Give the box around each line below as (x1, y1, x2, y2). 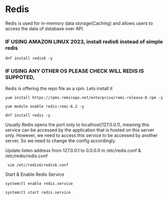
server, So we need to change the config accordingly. (5, 138, 117, 144)
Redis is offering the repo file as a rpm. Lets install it (5, 85, 113, 91)
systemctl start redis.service (5, 190, 71, 195)
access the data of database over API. (5, 25, 85, 31)
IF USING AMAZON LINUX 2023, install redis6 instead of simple (5, 38, 163, 45)
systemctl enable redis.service (5, 181, 73, 186)
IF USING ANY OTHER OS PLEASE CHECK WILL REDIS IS (5, 68, 144, 75)
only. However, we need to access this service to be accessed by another (5, 132, 158, 138)
